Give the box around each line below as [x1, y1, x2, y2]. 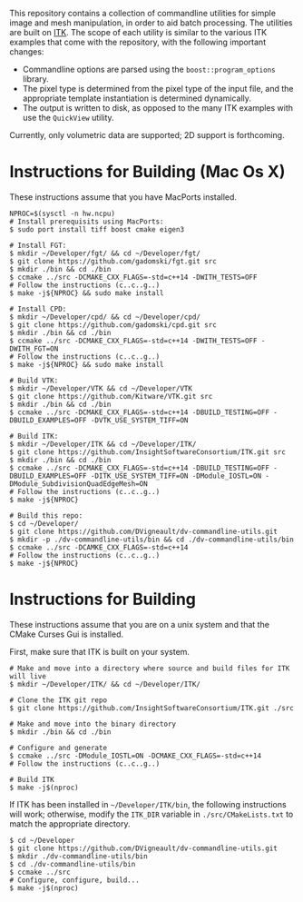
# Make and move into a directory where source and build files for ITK [9, 663, 290, 673]
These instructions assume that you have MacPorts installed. [9, 191, 238, 203]
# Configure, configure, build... [9, 876, 141, 885]
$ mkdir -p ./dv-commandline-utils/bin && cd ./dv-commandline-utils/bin [9, 535, 295, 544]
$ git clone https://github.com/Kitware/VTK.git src [9, 392, 213, 401]
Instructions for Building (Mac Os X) [9, 162, 286, 183]
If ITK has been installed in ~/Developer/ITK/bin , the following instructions [9, 798, 288, 809]
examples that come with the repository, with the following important [9, 36, 266, 47]
